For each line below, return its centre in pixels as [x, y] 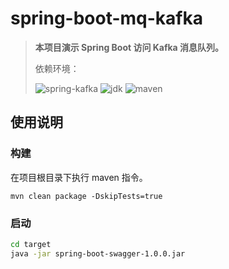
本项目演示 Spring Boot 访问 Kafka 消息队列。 [129, 47]
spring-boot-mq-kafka [106, 18]
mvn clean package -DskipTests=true [86, 196]
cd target [31, 244]
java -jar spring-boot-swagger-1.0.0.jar [98, 253]
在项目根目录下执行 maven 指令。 [79, 177]
